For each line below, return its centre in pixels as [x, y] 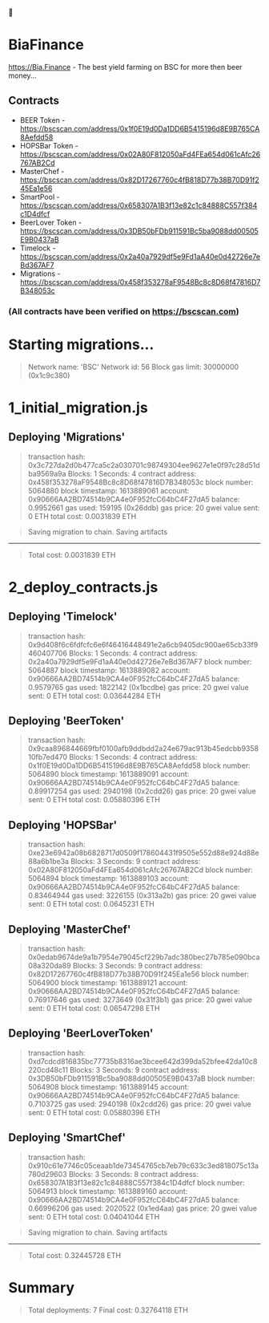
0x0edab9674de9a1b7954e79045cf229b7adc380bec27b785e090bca [144, 957]
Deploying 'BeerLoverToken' [81, 1034]
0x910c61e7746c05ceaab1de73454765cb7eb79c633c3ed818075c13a [143, 1165]
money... [23, 75]
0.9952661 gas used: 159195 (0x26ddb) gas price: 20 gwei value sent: [144, 507]
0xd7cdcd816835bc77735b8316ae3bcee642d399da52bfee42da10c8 [143, 1061]
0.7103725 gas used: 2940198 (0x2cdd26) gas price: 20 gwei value [140, 1104]
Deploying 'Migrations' [67, 437]
